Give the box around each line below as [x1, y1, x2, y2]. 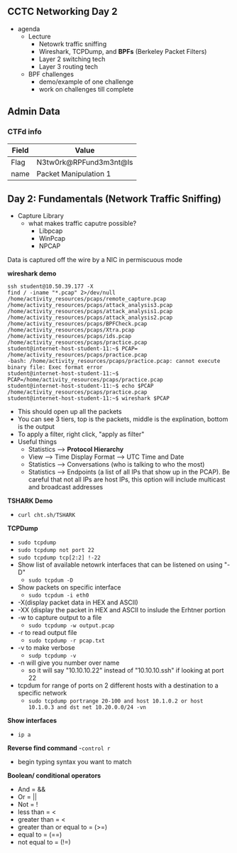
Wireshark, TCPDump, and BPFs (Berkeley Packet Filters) [38, 47, 207, 55]
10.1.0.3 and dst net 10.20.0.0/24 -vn [28, 704, 147, 711]
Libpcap [38, 227, 63, 235]
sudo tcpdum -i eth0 [28, 592, 89, 599]
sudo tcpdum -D [28, 577, 73, 585]
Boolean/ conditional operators [7, 771, 101, 780]
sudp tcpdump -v [28, 653, 77, 660]
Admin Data [7, 106, 60, 118]
